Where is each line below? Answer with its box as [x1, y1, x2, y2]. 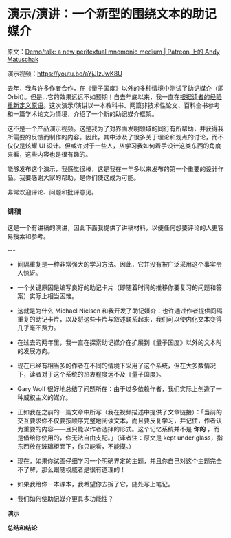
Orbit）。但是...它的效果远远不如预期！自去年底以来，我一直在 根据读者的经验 [7, 92, 222, 100]
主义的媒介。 [35, 393, 72, 402]
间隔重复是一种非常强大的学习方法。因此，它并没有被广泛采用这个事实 [16, 260, 217, 269]
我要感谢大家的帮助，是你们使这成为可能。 [19, 173, 140, 181]
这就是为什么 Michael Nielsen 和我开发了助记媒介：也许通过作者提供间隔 [16, 306, 223, 315]
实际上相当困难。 [29, 292, 78, 300]
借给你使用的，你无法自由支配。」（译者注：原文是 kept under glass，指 [23, 434, 223, 442]
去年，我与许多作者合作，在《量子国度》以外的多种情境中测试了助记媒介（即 [7, 84, 224, 92]
